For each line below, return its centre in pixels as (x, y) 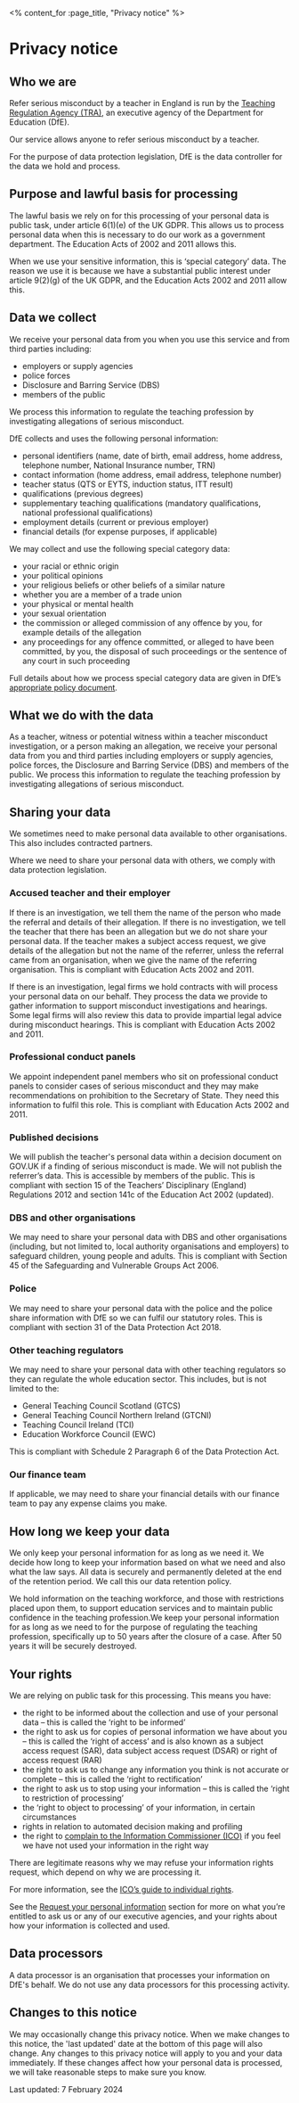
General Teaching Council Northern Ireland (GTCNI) (117, 1416)
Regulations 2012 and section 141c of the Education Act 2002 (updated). (141, 1195)
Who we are (43, 82)
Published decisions (54, 1138)
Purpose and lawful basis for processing (124, 194)
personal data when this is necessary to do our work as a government (137, 234)
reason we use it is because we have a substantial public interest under (140, 270)
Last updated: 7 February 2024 (66, 2089)
